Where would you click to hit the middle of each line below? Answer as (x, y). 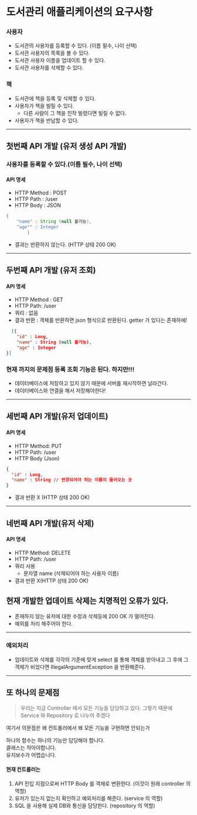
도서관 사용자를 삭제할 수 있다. (49, 68)
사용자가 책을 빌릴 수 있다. (44, 106)
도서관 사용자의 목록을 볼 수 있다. (52, 53)
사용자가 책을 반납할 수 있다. (47, 120)
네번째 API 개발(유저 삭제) (50, 523)
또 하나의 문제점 (33, 693)
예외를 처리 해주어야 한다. (44, 624)
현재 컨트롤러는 (23, 769)
